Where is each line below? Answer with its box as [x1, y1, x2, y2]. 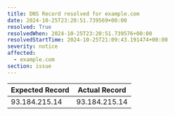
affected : [7, 50, 37, 57]
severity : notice [7, 43, 58, 50]
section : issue [7, 63, 52, 70]
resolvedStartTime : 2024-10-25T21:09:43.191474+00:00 [7, 37, 169, 44]
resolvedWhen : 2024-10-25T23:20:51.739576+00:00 [7, 30, 153, 37]
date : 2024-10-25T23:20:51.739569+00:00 [7, 17, 128, 24]
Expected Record [11, 85, 70, 95]
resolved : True [7, 23, 52, 30]
